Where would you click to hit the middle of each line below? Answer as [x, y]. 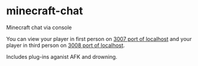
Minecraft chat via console [39, 27]
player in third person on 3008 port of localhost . [65, 45]
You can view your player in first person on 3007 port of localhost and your [99, 39]
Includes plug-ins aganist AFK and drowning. [62, 56]
